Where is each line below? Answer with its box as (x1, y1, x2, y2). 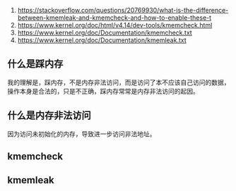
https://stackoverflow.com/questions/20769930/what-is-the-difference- (17, 6, 229, 14)
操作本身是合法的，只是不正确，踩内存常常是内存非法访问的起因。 (7, 87, 199, 95)
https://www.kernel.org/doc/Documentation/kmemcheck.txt (17, 28, 192, 37)
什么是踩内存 (7, 58, 64, 70)
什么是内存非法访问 (7, 109, 91, 122)
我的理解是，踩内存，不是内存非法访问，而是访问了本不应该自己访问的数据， (7, 78, 230, 87)
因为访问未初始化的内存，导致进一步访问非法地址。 (7, 130, 156, 138)
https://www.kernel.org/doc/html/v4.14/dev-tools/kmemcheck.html (17, 21, 213, 29)
